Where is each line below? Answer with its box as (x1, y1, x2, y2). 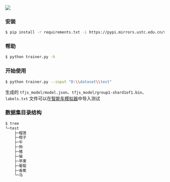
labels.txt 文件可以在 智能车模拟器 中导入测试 (5, 95, 100, 101)
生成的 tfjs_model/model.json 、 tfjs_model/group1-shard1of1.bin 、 (5, 89, 147, 95)
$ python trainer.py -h (5, 55, 56, 60)
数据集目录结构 (5, 109, 42, 116)
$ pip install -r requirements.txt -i (5, 30, 87, 35)
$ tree (5, 121, 19, 126)
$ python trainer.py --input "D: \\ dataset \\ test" (5, 79, 112, 84)
